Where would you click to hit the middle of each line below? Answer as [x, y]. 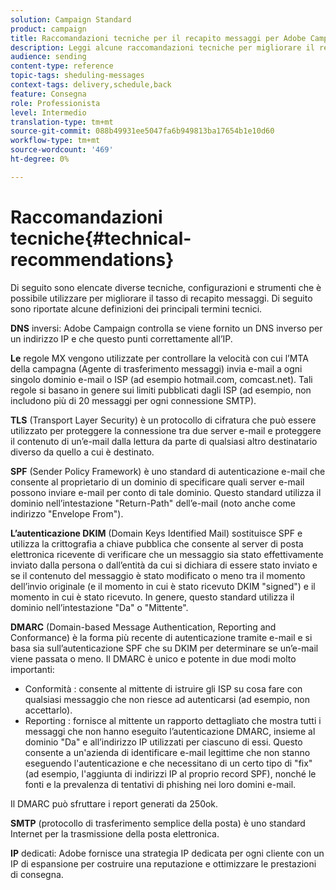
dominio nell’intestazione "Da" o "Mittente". [99, 607]
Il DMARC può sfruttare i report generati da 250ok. [114, 803]
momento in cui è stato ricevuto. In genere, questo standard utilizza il [152, 597]
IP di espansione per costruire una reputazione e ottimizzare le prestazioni [163, 863]
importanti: [32, 669]
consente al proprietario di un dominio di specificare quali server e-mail [157, 482]
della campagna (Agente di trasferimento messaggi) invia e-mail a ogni [156, 368]
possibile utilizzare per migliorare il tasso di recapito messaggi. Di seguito [161, 298]
